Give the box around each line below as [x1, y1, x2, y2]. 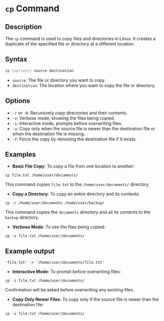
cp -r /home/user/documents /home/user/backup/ [5, 201, 105, 206]
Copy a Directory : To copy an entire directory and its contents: [12, 191, 140, 197]
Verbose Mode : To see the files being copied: [12, 224, 106, 230]
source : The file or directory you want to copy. [12, 77, 106, 83]
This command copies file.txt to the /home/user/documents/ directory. [5, 181, 150, 187]
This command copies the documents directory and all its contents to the [5, 209, 151, 215]
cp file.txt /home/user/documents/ [5, 173, 78, 178]
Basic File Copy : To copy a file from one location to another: [12, 163, 134, 169]
